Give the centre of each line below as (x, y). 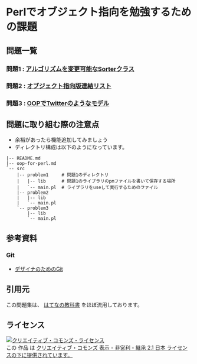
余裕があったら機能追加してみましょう (61, 140)
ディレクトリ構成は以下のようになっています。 (71, 147)
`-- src (16, 169)
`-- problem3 (33, 208)
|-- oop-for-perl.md (32, 164)
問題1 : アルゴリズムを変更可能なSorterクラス (70, 69)
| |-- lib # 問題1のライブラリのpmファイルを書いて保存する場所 (96, 181)
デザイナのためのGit (39, 269)
